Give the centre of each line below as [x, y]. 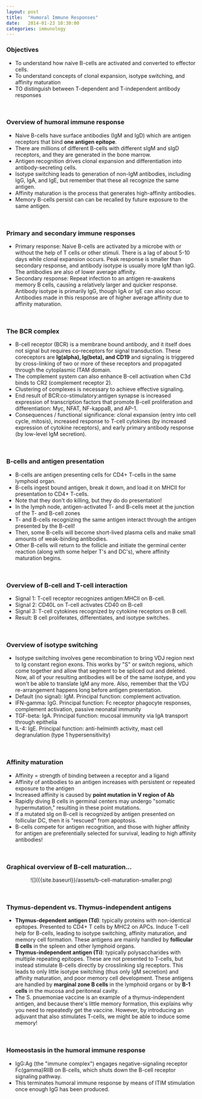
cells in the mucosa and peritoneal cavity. [67, 991]
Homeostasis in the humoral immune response [76, 1050]
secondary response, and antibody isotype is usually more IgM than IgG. [105, 265]
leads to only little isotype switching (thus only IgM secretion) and [97, 972]
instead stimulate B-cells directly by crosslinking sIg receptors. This [99, 965]
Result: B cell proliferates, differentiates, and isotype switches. [92, 618]
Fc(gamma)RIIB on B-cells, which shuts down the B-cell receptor [95, 1070]
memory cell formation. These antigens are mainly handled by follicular [104, 940]
